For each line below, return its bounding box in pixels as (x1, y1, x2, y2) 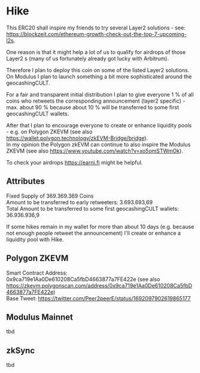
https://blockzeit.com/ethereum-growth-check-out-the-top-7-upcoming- (6, 30, 187, 37)
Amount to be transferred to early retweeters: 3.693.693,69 (6, 198, 153, 205)
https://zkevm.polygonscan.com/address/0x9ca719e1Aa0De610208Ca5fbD (6, 282, 193, 289)
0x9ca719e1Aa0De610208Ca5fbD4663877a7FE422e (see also (6, 275, 160, 283)
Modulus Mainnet (6, 312, 74, 322)
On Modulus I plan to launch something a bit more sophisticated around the (6, 73, 192, 80)
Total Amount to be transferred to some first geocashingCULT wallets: (6, 205, 179, 212)
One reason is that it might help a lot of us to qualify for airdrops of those (6, 48, 186, 55)
